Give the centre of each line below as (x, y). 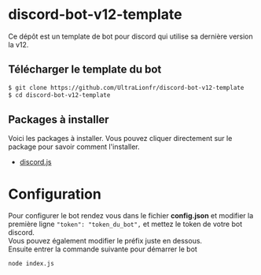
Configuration (55, 194)
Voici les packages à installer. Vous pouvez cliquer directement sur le (120, 139)
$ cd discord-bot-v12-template (59, 95)
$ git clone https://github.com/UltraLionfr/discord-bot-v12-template (126, 87)
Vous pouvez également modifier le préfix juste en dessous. (105, 241)
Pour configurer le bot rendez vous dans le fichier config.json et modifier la (131, 216)
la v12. (18, 44)
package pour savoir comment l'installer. (74, 147)
